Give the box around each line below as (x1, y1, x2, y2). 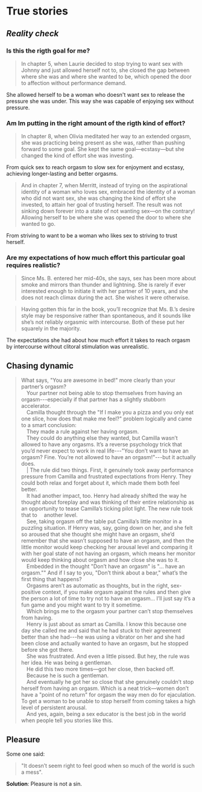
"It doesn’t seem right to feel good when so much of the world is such (21, 762, 195, 770)
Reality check (6, 28, 59, 39)
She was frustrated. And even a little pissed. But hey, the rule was (26, 652, 190, 660)
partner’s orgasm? (21, 383, 66, 390)
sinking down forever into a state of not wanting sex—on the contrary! (21, 207, 195, 215)
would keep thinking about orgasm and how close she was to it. (21, 556, 180, 564)
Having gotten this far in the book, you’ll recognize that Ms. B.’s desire (21, 306, 195, 313)
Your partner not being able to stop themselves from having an (26, 390, 183, 397)
